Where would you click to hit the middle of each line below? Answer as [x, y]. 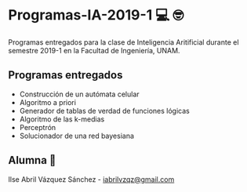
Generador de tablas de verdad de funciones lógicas [104, 110]
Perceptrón [38, 127]
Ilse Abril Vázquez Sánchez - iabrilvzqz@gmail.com [91, 179]
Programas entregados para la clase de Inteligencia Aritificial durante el [123, 42]
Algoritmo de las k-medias [62, 119]
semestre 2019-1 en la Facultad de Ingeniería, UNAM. [94, 50]
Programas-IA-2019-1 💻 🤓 [96, 15]
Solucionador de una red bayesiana [77, 136]
